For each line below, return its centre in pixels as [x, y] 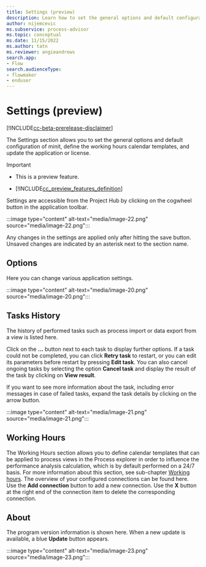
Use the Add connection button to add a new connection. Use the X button [101, 485]
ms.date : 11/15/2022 [33, 41]
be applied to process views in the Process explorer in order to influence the [103, 459]
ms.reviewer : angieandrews [41, 52]
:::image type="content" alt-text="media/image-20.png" [77, 290]
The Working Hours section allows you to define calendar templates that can [103, 453]
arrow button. [24, 400]
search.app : [21, 58]
